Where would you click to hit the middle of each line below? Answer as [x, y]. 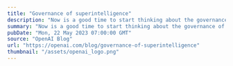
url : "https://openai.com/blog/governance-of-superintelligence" [103, 45]
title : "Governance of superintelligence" [69, 13]
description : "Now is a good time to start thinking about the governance [118, 20]
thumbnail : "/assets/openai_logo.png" [63, 52]
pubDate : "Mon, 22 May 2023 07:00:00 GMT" [69, 33]
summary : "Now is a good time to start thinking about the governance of [116, 26]
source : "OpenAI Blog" [40, 39]
